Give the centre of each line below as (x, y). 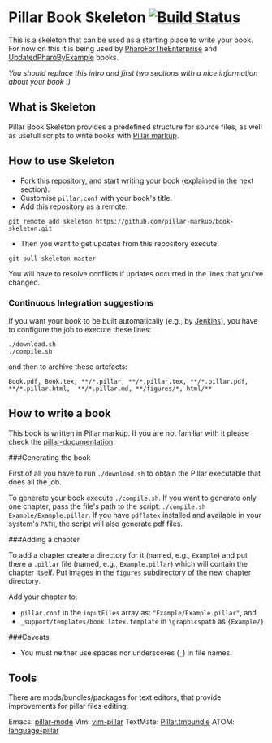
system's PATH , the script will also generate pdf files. (96, 524)
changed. (24, 282)
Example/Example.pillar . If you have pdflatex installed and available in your (135, 515)
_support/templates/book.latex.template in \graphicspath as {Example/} (142, 621)
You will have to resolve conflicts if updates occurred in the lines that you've (136, 273)
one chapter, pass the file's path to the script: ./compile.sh (107, 506)
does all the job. (35, 482)
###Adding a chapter (44, 539)
